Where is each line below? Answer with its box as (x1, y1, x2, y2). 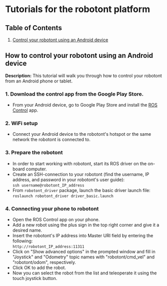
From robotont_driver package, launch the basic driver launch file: (12, 187, 151, 193)
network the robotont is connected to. (12, 137, 91, 143)
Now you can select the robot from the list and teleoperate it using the (12, 270, 157, 276)
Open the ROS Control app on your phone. (12, 217, 100, 222)
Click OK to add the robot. (12, 265, 66, 270)
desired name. (12, 227, 42, 233)
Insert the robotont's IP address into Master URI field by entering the (12, 233, 153, 238)
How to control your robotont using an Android (5, 51, 153, 60)
